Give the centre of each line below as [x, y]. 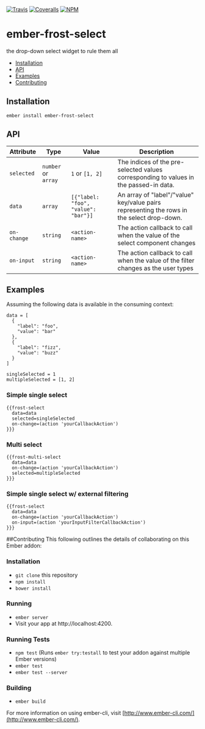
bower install [33, 588]
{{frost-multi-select [34, 457]
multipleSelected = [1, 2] [41, 380]
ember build [30, 702]
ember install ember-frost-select [50, 115]
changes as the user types [156, 268]
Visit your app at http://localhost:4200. [64, 623]
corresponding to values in [156, 177]
